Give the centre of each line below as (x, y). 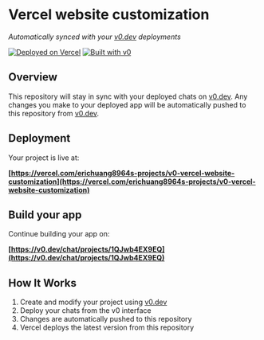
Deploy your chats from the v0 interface (85, 311)
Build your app (45, 215)
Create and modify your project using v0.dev (93, 302)
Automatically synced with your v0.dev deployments (95, 37)
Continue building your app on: (59, 234)
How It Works (43, 283)
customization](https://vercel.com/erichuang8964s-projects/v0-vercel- (132, 182)
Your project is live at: (44, 158)
